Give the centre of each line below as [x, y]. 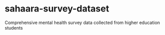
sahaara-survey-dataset [57, 9]
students [14, 27]
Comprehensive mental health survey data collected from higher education [82, 22]
